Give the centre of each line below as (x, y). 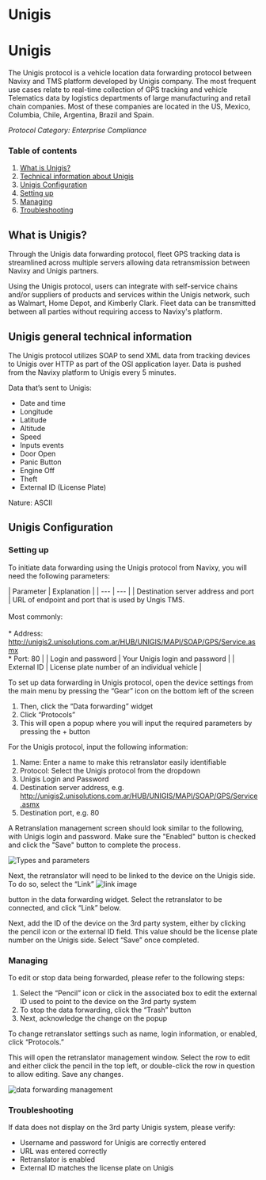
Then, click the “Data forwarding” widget (86, 706)
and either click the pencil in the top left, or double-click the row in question (132, 1066)
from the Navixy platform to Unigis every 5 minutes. (92, 372)
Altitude (32, 429)
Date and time (42, 403)
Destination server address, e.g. (72, 787)
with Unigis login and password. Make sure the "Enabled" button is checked (132, 836)
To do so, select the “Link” (51, 884)
